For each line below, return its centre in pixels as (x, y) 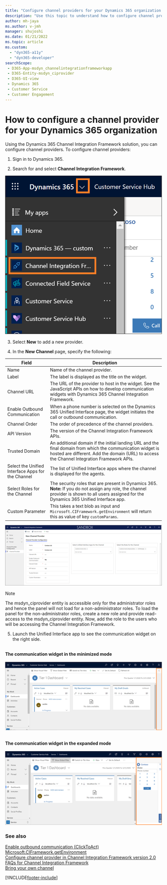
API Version (19, 433)
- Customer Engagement (31, 95)
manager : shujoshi (24, 32)
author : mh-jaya (22, 21)
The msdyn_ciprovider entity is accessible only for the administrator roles (80, 603)
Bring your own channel (30, 868)
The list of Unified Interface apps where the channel (103, 469)
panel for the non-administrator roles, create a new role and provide (75, 613)
